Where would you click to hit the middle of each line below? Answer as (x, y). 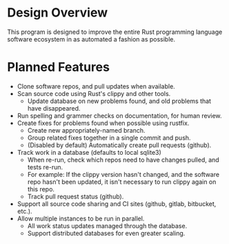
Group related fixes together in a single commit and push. (109, 138)
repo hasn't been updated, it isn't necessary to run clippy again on (122, 182)
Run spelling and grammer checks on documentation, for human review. (119, 115)
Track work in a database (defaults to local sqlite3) (89, 152)
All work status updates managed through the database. (107, 225)
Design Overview (58, 13)
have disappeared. (54, 108)
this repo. (41, 189)
